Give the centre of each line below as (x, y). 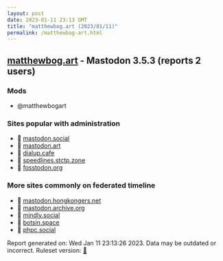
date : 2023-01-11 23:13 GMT (47, 20)
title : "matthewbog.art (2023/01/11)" (62, 26)
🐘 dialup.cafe (36, 153)
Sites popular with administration (64, 123)
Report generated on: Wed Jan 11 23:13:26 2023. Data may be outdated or (112, 243)
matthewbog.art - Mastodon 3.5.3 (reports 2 (104, 60)
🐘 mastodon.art (39, 146)
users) (21, 71)
